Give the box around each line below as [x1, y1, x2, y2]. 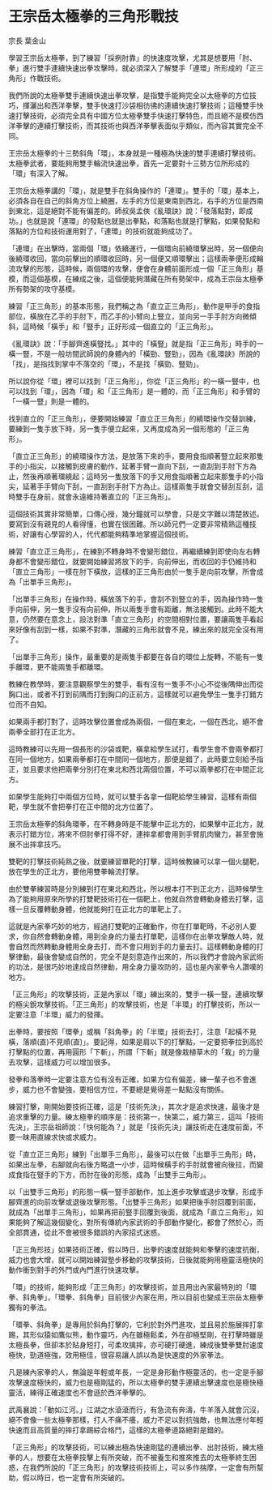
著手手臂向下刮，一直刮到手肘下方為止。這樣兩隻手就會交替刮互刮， [29, 482, 257, 491]
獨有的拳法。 [8, 1302, 51, 1312]
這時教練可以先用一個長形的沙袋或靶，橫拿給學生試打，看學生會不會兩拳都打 [8, 743, 264, 754]
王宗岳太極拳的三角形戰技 [8, 7, 180, 26]
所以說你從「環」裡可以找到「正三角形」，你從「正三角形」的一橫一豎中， [8, 376, 253, 386]
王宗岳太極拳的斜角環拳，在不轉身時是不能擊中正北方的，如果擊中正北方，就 [8, 819, 264, 828]
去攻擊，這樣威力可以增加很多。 [8, 1057, 115, 1067]
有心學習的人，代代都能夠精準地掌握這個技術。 [36, 529, 193, 539]
